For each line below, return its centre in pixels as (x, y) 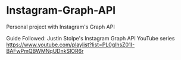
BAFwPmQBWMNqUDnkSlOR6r (45, 50)
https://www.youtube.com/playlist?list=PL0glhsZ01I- (71, 45)
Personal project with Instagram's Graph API (60, 27)
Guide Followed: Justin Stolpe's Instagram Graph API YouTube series (90, 38)
